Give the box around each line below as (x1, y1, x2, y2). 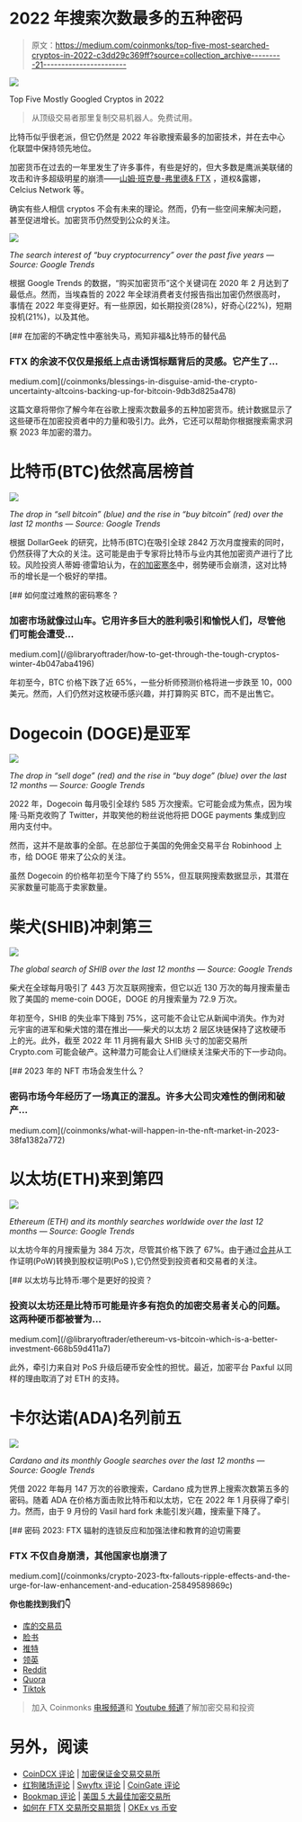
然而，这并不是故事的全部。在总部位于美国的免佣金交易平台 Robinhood (9, 840, 272, 851)
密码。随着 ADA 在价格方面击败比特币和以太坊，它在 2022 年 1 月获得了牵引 (9, 1494, 290, 1505)
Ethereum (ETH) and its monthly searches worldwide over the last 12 (9, 1216, 263, 1226)
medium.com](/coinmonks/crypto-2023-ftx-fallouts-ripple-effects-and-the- (9, 1571, 290, 1582)
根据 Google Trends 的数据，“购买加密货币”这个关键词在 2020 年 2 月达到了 (9, 277, 290, 288)
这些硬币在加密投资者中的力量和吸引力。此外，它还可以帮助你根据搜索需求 (9, 416, 285, 426)
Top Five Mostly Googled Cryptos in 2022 (9, 94, 164, 104)
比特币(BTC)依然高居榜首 (9, 462, 195, 482)
